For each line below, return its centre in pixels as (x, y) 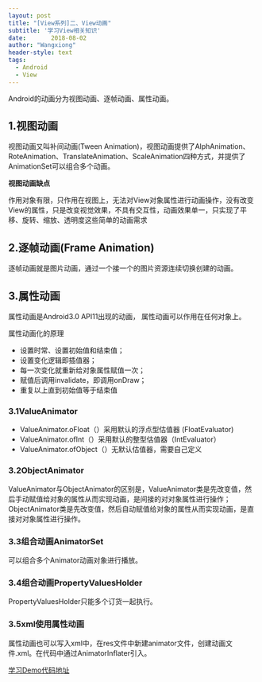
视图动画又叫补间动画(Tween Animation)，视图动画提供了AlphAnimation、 (129, 146)
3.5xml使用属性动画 (46, 624)
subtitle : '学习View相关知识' (54, 30)
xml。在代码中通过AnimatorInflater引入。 (84, 653)
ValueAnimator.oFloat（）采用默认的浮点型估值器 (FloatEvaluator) (127, 430)
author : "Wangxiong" (42, 45)
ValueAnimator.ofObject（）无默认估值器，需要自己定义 (111, 450)
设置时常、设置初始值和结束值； (72, 350)
